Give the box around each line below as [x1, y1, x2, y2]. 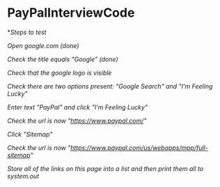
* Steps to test [7, 28, 47, 36]
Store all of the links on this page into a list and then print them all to [7, 164, 204, 172]
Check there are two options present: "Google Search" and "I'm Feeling [7, 82, 213, 90]
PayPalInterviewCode [7, 5, 135, 21]
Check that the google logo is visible [7, 68, 112, 77]
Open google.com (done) [7, 41, 79, 50]
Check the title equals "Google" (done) [7, 54, 118, 63]
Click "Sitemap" [7, 130, 53, 138]
